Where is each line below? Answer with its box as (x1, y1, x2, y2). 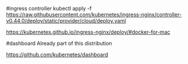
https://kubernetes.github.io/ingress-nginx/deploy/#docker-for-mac (6, 29, 170, 35)
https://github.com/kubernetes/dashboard (6, 51, 109, 58)
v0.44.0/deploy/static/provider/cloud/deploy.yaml (6, 17, 126, 24)
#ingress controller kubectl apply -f (6, 5, 92, 12)
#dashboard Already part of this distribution (6, 40, 113, 47)
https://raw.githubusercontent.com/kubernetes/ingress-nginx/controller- (6, 11, 182, 18)
